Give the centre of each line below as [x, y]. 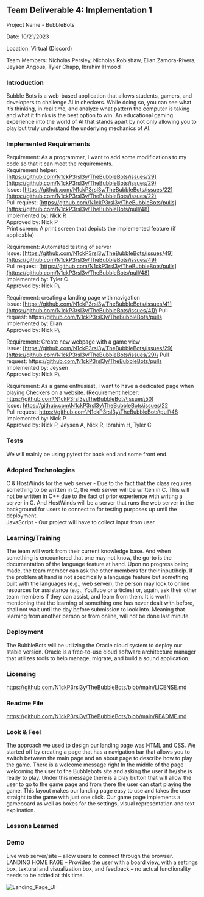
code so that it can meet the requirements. [60, 164]
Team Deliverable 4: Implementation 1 [79, 10]
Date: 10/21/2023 [28, 37]
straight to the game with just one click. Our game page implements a [93, 797]
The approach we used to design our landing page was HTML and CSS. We [101, 745]
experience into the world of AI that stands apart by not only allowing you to [101, 122]
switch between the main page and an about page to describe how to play [100, 758]
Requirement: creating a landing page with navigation [73, 298]
